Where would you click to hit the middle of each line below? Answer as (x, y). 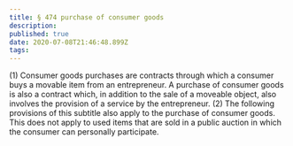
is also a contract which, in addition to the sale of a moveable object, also (143, 95)
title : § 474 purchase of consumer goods (87, 17)
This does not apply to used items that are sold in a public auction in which (145, 123)
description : (33, 26)
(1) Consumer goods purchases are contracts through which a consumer (142, 75)
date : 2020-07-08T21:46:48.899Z (69, 42)
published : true (39, 34)
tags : (19, 50)
